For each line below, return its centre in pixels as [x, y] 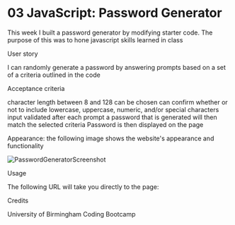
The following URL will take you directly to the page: [83, 187]
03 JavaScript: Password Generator [115, 13]
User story [23, 54]
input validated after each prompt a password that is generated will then [112, 117]
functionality [25, 145]
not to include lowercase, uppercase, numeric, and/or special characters [113, 109]
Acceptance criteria [36, 88]
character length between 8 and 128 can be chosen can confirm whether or [117, 102]
